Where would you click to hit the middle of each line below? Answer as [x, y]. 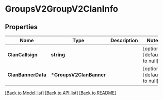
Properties [21, 27]
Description [124, 41]
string [58, 55]
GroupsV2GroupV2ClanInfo [62, 9]
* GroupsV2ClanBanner [78, 75]
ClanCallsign [23, 55]
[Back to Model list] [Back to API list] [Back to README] [61, 93]
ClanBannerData [27, 75]
